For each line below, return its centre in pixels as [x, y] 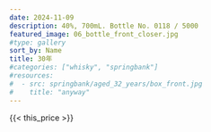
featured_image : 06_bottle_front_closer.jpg [94, 34]
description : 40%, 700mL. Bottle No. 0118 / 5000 [104, 26]
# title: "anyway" [50, 92]
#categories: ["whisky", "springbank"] [84, 68]
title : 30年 [31, 59]
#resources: [31, 76]
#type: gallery [38, 42]
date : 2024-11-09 [42, 17]
